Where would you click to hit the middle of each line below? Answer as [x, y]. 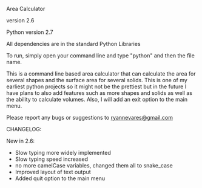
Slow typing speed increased [51, 159]
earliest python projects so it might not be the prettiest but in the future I [96, 86]
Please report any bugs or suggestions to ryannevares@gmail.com [89, 118]
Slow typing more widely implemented [63, 153]
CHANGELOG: [24, 129]
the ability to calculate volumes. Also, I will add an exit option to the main [97, 99]
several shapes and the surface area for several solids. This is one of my [97, 80]
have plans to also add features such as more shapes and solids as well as [99, 93]
